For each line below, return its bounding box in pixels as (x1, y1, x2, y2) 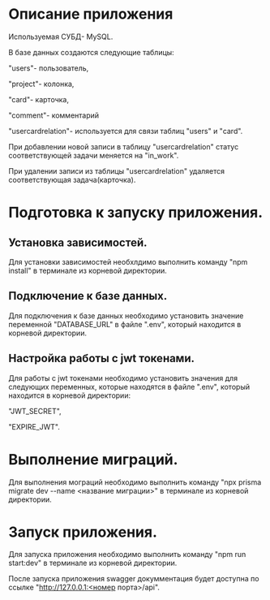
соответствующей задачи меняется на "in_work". (8, 150, 179, 160)
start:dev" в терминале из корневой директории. (8, 558, 178, 568)
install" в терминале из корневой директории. (8, 265, 168, 275)
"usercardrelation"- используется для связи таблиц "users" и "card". (8, 126, 243, 136)
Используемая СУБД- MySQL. (8, 32, 114, 41)
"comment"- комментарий (8, 110, 100, 120)
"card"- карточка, (8, 94, 69, 104)
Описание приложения (8, 5, 174, 24)
